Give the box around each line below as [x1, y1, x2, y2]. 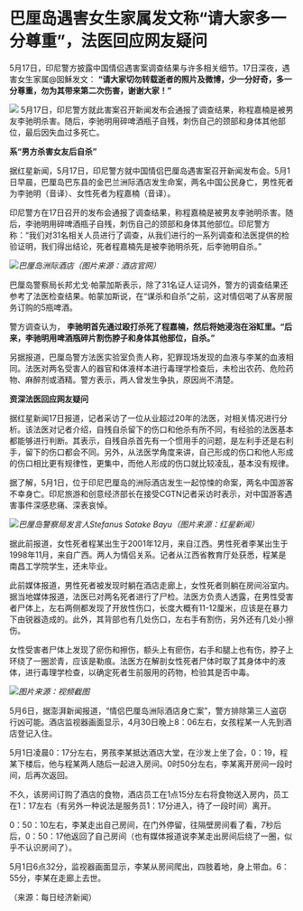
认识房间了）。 [24, 841, 77, 852]
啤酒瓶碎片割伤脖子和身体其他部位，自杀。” [56, 332, 216, 343]
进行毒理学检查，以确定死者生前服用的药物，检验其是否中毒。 [24, 666, 254, 678]
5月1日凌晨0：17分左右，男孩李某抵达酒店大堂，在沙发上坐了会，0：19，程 [9, 747, 289, 757]
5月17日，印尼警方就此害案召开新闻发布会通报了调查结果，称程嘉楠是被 [20, 104, 286, 115]
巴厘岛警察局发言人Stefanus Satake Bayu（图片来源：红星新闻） [18, 519, 260, 530]
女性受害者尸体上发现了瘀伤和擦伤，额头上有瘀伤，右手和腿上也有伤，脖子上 [9, 643, 294, 655]
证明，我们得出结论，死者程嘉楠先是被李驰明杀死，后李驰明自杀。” [16, 240, 262, 251]
